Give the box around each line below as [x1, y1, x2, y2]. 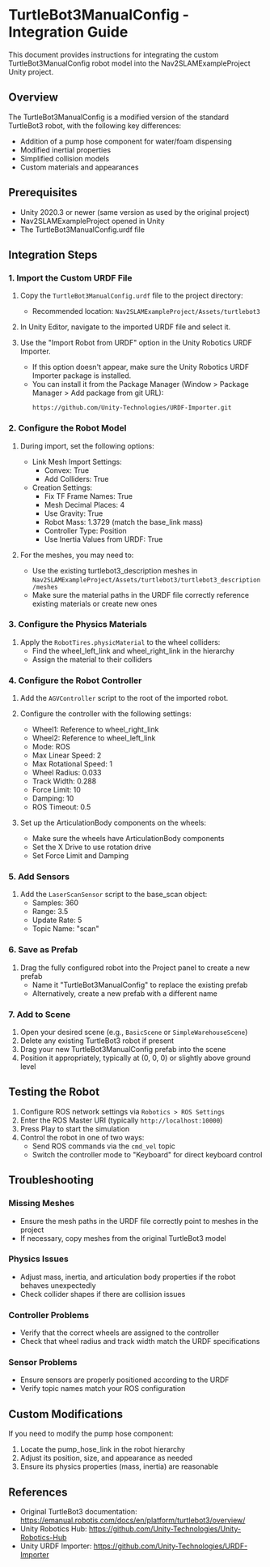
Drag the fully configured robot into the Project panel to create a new [19, 963, 251, 972]
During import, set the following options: [19, 440, 155, 451]
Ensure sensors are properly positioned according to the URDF [19, 1375, 230, 1385]
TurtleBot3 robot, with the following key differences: [8, 120, 182, 131]
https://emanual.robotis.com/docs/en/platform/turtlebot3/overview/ [19, 1515, 246, 1526]
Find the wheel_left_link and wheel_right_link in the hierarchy [32, 646, 234, 655]
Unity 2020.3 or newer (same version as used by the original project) [19, 207, 251, 217]
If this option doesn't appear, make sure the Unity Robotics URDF [32, 363, 249, 372]
